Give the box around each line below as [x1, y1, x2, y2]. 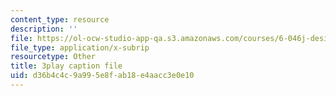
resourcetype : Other [10, 52, 97, 62]
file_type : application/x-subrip [10, 42, 150, 53]
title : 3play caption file [10, 61, 123, 71]
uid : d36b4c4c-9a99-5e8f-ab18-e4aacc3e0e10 [10, 71, 195, 81]
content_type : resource [10, 14, 110, 25]
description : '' [10, 24, 78, 34]
